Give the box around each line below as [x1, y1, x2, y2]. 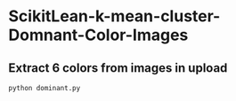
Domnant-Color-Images [8, 25, 189, 45]
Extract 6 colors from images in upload [8, 60, 228, 75]
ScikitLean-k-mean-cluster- [8, 6, 221, 27]
